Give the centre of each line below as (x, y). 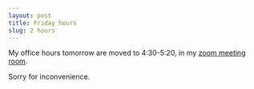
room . (18, 61)
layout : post (30, 15)
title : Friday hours (43, 23)
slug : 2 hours (32, 30)
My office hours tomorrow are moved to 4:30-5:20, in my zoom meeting (127, 53)
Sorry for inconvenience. (49, 77)
